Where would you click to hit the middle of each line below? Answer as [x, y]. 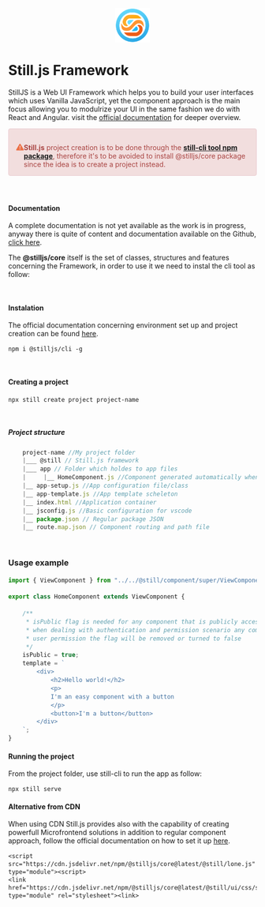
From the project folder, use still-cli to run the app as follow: [105, 774]
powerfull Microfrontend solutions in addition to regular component [117, 833]
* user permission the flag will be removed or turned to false [134, 639]
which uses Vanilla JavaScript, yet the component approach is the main [124, 100]
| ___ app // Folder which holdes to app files [100, 469]
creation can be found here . [53, 334]
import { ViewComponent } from [60, 580]
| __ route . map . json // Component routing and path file [116, 527]
